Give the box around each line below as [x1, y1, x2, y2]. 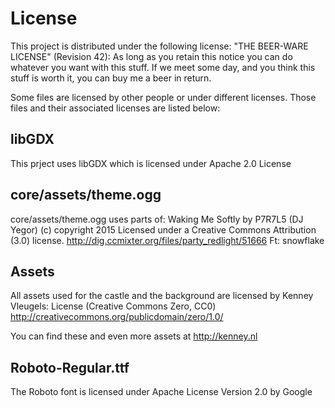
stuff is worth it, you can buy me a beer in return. [10, 72, 212, 84]
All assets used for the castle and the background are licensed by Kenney [10, 290, 314, 302]
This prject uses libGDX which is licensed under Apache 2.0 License [10, 157, 292, 169]
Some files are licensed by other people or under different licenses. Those [10, 91, 317, 103]
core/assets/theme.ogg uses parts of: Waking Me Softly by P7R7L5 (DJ [10, 213, 304, 225]
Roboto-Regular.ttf [10, 359, 130, 376]
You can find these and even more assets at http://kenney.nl [10, 330, 258, 342]
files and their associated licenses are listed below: [10, 102, 221, 114]
